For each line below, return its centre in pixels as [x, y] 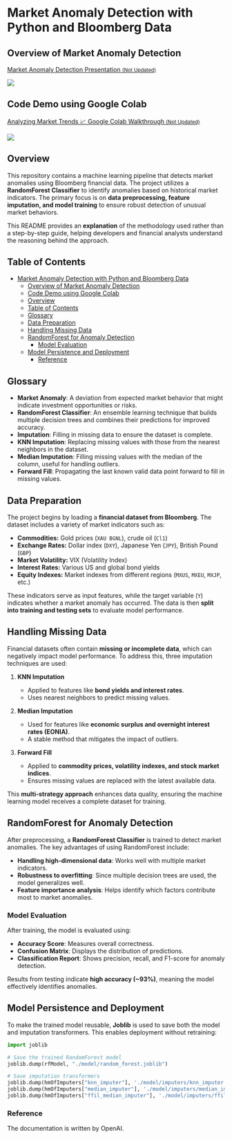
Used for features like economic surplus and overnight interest [119, 724]
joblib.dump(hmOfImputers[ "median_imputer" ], [74, 1089]
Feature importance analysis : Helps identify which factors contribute [116, 890]
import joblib [28, 1045]
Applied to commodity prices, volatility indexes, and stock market [123, 765]
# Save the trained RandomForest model [65, 1057]
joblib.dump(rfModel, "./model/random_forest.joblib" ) [88, 1064]
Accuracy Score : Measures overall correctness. [85, 943]
